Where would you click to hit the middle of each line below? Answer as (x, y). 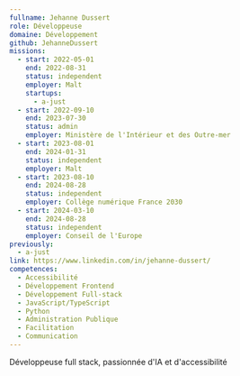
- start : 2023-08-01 (56, 143)
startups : (44, 93)
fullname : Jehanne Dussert (60, 18)
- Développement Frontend (66, 286)
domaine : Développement (54, 34)
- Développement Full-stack (70, 294)
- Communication (48, 336)
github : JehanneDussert (54, 43)
